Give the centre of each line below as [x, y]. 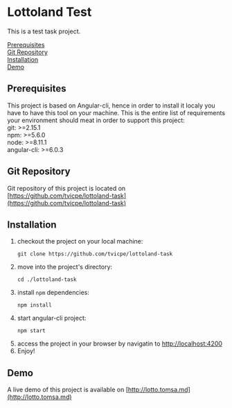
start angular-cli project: [52, 318]
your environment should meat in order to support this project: [96, 120]
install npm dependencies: [53, 293]
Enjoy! [26, 351]
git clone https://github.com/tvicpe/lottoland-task [95, 254]
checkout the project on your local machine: [80, 241]
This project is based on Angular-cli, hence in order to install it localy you [111, 105]
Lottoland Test [50, 12]
